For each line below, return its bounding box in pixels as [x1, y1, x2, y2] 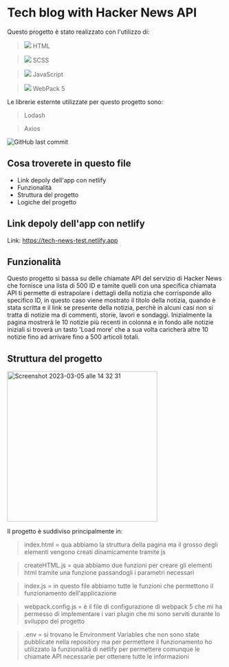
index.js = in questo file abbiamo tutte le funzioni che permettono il [23, 582, 214, 590]
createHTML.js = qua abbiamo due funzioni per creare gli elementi [23, 561, 212, 569]
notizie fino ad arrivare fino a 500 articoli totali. [7, 332, 140, 341]
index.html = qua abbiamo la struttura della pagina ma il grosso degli [23, 540, 218, 549]
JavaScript [32, 70, 63, 78]
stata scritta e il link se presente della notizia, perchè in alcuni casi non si [7, 304, 213, 312]
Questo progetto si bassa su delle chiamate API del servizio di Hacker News [7, 274, 222, 283]
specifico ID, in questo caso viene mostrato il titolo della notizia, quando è [7, 296, 216, 304]
